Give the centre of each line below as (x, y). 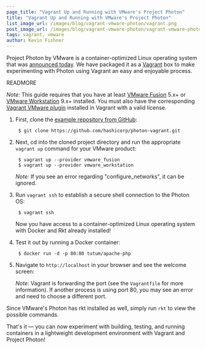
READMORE (21, 83)
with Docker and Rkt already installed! (63, 231)
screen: (25, 271)
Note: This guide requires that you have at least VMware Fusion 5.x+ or (96, 95)
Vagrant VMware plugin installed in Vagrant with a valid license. (86, 107)
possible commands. (33, 315)
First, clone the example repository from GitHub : (76, 119)
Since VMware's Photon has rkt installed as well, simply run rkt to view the (101, 308)
